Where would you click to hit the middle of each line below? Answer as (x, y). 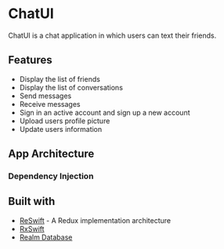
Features (30, 60)
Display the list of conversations (71, 87)
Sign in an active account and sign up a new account (105, 112)
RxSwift (32, 229)
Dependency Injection (51, 176)
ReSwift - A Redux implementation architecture (95, 220)
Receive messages (50, 104)
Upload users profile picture (65, 121)
